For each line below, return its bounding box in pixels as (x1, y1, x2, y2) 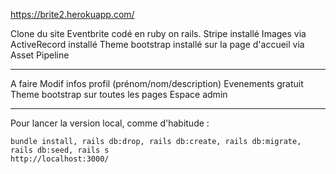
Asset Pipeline (10, 49, 70, 61)
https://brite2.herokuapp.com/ (10, 9, 135, 20)
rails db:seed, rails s (10, 145, 110, 155)
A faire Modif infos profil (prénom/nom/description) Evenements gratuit (10, 78, 304, 89)
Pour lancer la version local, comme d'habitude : (10, 117, 210, 129)
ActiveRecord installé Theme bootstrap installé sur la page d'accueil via (10, 39, 305, 50)
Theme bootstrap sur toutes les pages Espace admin (10, 89, 228, 100)
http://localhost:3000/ (10, 154, 110, 164)
